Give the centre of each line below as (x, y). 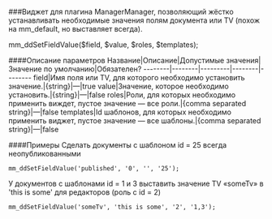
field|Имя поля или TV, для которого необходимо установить (139, 77)
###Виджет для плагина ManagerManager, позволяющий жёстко (121, 12)
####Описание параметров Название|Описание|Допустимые (117, 60)
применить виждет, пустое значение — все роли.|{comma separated (127, 103)
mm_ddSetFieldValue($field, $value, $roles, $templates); (104, 45)
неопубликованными (45, 154)
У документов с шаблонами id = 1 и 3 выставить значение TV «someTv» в (136, 183)
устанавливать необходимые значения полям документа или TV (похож (134, 20)
